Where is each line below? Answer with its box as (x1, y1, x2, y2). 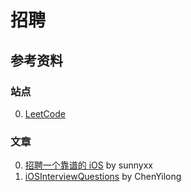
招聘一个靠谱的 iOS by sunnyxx (24, 159, 154, 171)
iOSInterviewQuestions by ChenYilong (24, 171, 182, 183)
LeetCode (24, 107, 66, 120)
